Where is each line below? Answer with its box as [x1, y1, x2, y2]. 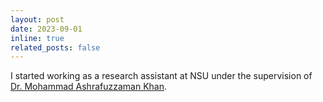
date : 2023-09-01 [10, 24, 83, 34]
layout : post [10, 14, 65, 25]
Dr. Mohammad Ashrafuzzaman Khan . [10, 81, 167, 93]
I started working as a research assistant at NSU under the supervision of [10, 70, 313, 82]
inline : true [10, 33, 65, 43]
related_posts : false [10, 42, 101, 53]
